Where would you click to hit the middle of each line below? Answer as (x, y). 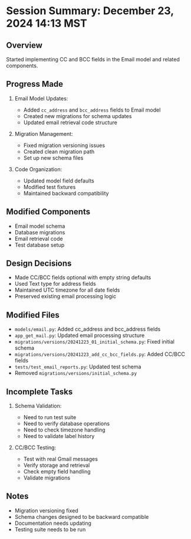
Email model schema (40, 226)
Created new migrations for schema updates (78, 116)
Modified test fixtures (50, 187)
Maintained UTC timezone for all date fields (67, 290)
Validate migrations (47, 478)
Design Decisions (39, 264)
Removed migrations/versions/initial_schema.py (76, 373)
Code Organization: (38, 169)
